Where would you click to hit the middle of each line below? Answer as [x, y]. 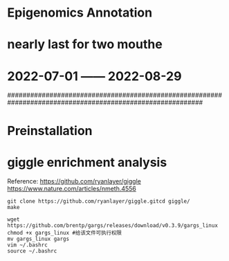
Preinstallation [50, 130]
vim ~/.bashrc [28, 245]
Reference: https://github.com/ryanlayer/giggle [74, 181]
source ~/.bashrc [32, 251]
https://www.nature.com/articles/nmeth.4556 [72, 189]
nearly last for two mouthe [85, 45]
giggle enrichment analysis [87, 162]
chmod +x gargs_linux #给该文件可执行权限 [65, 233]
